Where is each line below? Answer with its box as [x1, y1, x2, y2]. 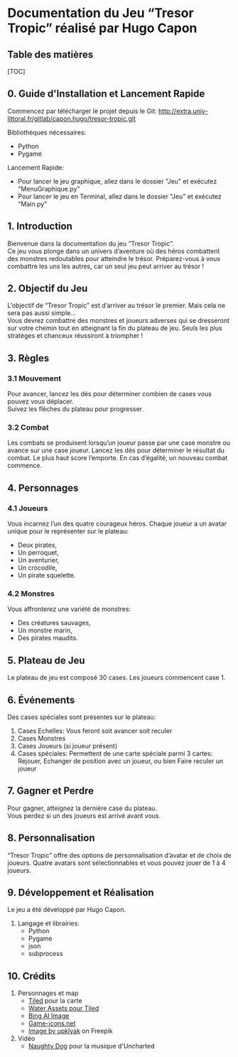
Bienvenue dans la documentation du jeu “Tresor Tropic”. [7, 239, 174, 248]
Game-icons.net [28, 1019, 76, 1028]
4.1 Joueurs [7, 503, 48, 513]
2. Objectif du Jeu [7, 282, 88, 294]
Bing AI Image [28, 1011, 70, 1020]
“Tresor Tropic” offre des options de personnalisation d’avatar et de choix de [7, 851, 232, 859]
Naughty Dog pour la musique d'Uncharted [28, 1042, 155, 1051]
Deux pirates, [17, 541, 58, 549]
